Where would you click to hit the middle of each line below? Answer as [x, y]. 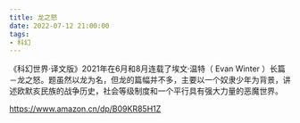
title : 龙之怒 [33, 17]
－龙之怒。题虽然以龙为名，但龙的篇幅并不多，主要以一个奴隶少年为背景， [146, 80]
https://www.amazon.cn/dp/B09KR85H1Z [85, 109]
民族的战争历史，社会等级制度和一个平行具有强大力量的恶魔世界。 [161, 91]
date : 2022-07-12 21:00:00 [59, 26]
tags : [19, 34]
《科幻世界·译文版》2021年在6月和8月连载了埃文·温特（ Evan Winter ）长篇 [147, 69]
